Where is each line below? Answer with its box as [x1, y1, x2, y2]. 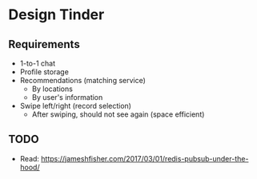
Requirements [8, 38, 80, 51]
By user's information [31, 93, 103, 101]
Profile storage [19, 67, 70, 77]
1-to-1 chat [19, 58, 56, 68]
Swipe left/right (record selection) [19, 101, 132, 110]
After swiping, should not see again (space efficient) [31, 109, 205, 119]
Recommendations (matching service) [19, 76, 147, 85]
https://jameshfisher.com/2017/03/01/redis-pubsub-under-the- [41, 153, 249, 163]
